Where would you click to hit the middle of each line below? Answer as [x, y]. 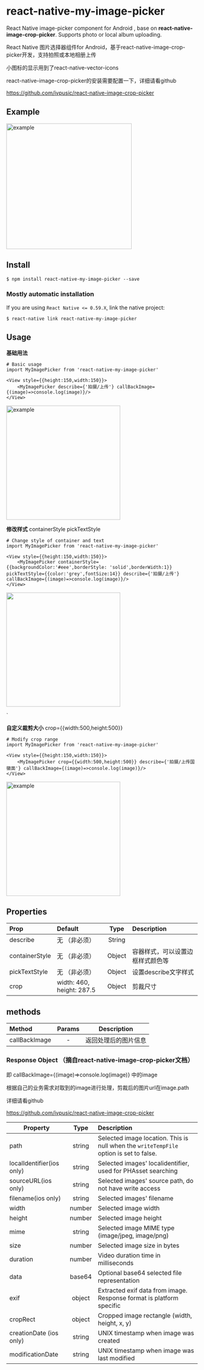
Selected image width [129, 1208]
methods [24, 1012]
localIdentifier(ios [34, 1163]
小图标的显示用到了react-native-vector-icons [63, 68]
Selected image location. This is [143, 1138]
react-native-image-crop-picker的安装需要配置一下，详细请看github [91, 80]
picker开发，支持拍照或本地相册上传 [51, 55]
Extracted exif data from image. [143, 1290]
